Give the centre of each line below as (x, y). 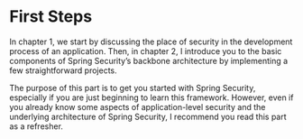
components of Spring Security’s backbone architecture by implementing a (149, 60)
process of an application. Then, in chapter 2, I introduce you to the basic (146, 51)
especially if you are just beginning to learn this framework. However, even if (151, 97)
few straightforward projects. (63, 70)
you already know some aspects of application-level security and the (138, 107)
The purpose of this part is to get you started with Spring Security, (133, 88)
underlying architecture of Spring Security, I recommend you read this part (148, 116)
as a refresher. (36, 126)
